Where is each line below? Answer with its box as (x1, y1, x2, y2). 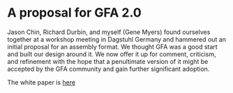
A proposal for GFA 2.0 (7, 5, 142, 21)
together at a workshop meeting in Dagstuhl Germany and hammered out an (7, 35, 227, 43)
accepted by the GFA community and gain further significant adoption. (7, 65, 210, 73)
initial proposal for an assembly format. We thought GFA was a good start (7, 42, 218, 51)
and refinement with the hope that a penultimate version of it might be (7, 57, 209, 65)
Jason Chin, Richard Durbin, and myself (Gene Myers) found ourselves (7, 28, 211, 36)
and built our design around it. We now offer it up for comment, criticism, (7, 50, 216, 58)
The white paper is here (7, 78, 75, 86)
